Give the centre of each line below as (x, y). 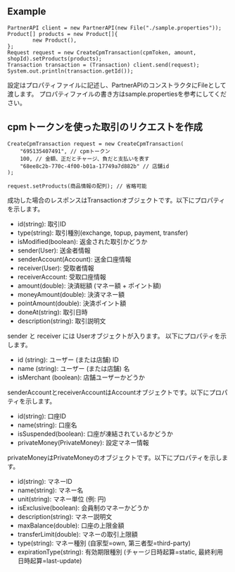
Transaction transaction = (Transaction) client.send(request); (103, 65)
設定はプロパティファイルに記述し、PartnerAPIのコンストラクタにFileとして (117, 85)
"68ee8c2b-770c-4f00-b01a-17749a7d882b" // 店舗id (95, 166)
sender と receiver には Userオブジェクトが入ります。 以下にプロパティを (114, 336)
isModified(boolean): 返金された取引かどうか (82, 241)
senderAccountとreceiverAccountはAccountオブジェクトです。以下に (108, 392)
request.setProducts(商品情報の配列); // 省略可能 (77, 186)
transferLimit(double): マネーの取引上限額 (78, 534)
